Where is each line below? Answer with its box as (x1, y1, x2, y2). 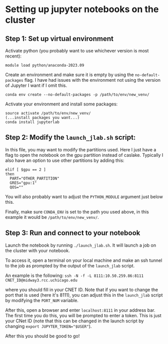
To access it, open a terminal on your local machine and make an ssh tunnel (5, 257, 162, 263)
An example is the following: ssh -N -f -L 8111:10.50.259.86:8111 (5, 272, 144, 278)
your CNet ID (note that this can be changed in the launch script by (5, 318, 144, 324)
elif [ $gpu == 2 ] (5, 167, 46, 172)
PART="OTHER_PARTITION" (10, 176, 59, 181)
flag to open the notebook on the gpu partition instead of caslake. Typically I (5, 152, 163, 158)
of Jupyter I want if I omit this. (5, 82, 67, 88)
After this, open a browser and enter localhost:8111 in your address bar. (5, 307, 155, 313)
